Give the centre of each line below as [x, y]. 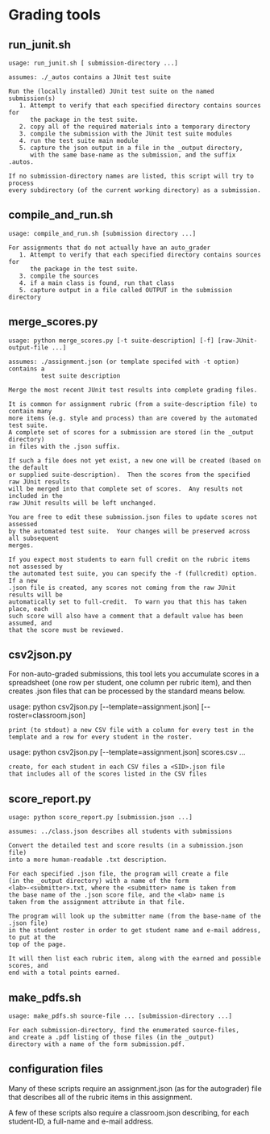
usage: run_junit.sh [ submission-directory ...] [93, 63]
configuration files [56, 1069]
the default [28, 467]
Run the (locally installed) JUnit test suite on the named [112, 91]
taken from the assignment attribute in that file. [97, 902]
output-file [28, 347]
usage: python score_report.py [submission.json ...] [101, 818]
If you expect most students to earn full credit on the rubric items [129, 559]
